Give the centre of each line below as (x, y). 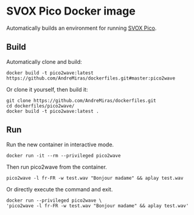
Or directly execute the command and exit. (60, 189)
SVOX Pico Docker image (71, 11)
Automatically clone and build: (44, 61)
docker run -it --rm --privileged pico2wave (64, 155)
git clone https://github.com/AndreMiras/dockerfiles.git (81, 101)
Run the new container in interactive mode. (60, 145)
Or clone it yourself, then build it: (47, 89)
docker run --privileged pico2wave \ (54, 200)
